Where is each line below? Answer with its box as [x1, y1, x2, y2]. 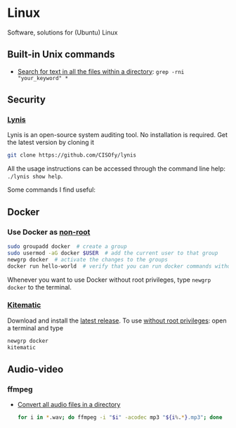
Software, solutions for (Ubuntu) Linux [7, 28, 118, 37]
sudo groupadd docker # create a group [7, 243, 128, 250]
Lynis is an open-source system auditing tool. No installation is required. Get [7, 131, 228, 139]
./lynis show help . [7, 172, 63, 181]
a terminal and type [7, 323, 64, 332]
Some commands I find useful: [7, 186, 96, 194]
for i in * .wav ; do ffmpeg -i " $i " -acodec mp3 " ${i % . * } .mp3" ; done [17, 414, 223, 421]
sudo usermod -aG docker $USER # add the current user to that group [7, 249, 218, 257]
